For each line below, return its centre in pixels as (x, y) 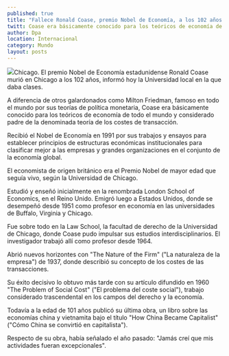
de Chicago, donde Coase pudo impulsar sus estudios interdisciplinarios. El (114, 234)
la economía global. (35, 157)
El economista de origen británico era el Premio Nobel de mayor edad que (111, 170)
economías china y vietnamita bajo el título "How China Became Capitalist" (113, 318)
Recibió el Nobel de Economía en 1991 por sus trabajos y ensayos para (107, 135)
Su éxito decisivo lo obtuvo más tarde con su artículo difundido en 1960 (108, 282)
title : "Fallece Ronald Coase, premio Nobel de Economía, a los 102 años (115, 20)
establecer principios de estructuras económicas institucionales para (105, 142)
